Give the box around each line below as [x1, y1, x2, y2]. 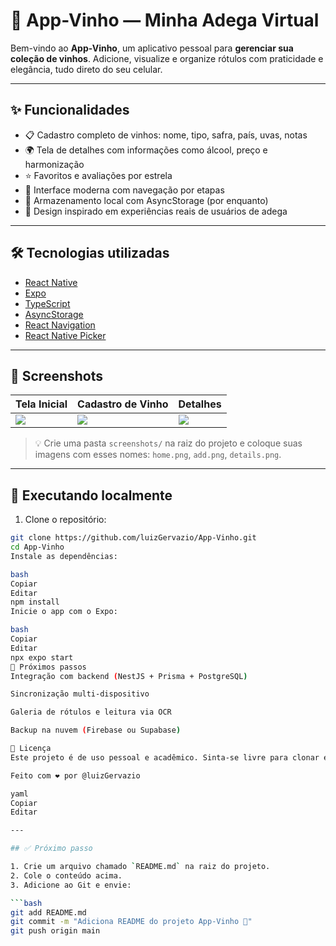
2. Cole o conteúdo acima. [10, 870, 123, 881]
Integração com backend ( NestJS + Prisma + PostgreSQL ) [10, 671, 248, 681]
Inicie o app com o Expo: [10, 607, 118, 617]
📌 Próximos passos [10, 662, 87, 672]
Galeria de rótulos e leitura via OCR [10, 707, 172, 718]
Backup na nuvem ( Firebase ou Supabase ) [10, 725, 182, 736]
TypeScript [24, 297, 71, 309]
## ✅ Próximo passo [10, 844, 93, 854]
